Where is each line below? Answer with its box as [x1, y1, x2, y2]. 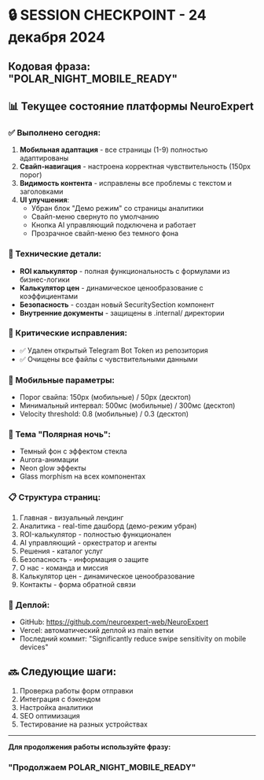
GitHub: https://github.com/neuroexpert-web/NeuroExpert [19, 617, 209, 627]
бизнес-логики [19, 275, 71, 284]
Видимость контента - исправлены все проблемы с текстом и [19, 179, 232, 188]
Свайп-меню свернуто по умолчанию [31, 212, 159, 221]
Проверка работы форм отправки [19, 686, 134, 695]
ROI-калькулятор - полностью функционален [19, 529, 171, 539]
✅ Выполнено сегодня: [8, 127, 101, 138]
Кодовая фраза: [8, 60, 90, 73]
